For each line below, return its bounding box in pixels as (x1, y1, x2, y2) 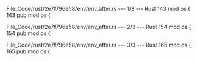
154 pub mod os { (6, 30, 51, 37)
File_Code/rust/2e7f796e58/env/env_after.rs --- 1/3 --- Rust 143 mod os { (6, 5, 191, 12)
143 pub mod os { (6, 11, 51, 19)
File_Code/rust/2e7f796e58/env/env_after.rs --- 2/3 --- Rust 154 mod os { (6, 24, 192, 30)
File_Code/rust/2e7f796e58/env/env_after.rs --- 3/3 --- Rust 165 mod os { (6, 42, 192, 48)
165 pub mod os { (6, 48, 51, 55)
